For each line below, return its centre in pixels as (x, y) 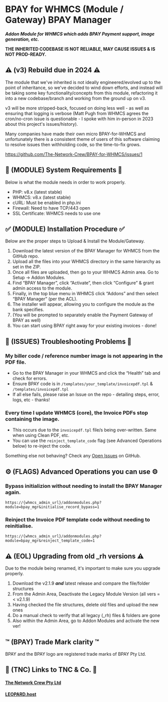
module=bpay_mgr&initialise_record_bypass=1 (52, 507)
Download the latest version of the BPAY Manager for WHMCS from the (86, 251)
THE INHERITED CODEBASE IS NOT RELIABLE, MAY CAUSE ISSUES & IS (80, 49)
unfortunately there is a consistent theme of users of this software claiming (82, 139)
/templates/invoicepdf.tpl (40, 390)
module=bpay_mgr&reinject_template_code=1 (50, 541)
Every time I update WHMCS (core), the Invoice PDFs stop (77, 412)
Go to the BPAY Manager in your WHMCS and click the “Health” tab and (86, 373)
